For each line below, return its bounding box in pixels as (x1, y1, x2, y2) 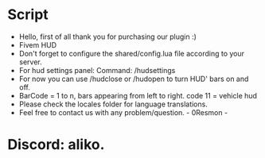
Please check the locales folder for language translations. (18, 99, 208, 109)
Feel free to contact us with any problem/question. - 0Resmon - (18, 107, 228, 117)
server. (18, 57, 43, 67)
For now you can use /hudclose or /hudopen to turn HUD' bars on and (18, 74, 249, 83)
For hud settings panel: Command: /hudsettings (18, 65, 176, 75)
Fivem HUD (18, 40, 57, 49)
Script (7, 6, 49, 24)
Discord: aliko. (7, 136, 105, 154)
